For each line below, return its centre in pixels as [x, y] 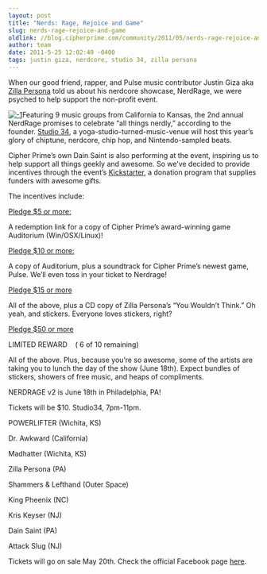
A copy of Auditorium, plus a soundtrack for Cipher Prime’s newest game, [128, 266]
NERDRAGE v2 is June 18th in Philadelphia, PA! [85, 392]
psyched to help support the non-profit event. [83, 99]
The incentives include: [46, 196]
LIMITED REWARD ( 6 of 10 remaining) [74, 344]
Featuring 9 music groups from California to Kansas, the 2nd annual [133, 114]
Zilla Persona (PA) [37, 468]
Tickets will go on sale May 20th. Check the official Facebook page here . [128, 561]
